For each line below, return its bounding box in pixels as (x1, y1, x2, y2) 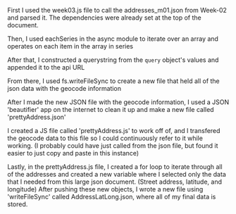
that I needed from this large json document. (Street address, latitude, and (7, 177, 223, 186)
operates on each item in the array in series (7, 42, 134, 50)
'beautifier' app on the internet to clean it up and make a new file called (7, 106, 214, 113)
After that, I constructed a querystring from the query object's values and (7, 56, 219, 64)
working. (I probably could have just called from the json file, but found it (7, 141, 218, 150)
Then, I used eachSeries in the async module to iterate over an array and (7, 34, 218, 43)
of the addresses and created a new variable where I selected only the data (7, 170, 227, 178)
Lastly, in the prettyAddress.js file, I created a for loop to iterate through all (7, 163, 223, 171)
